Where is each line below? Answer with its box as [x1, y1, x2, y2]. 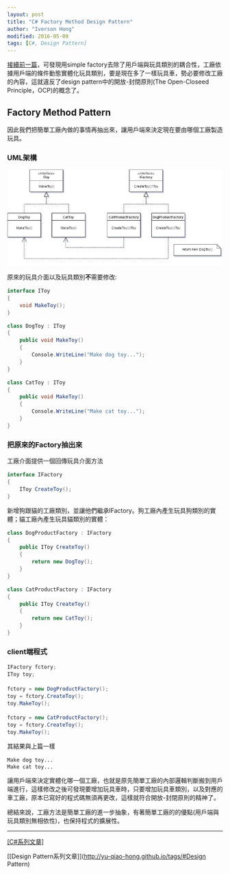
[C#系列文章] [7, 837, 44, 846]
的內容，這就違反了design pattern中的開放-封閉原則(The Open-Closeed [7, 77, 209, 86]
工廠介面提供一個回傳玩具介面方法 [7, 457, 103, 465]
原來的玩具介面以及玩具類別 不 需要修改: [7, 273, 118, 281]
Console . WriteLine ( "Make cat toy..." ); [31, 408, 146, 415]
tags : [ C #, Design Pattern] [7, 40, 88, 47]
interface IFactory [7, 472, 63, 478]
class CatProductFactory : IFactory [7, 586, 112, 593]
